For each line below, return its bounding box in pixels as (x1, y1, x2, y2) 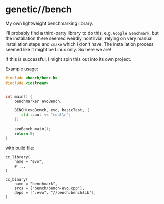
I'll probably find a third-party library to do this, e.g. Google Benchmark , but (5, 30, 159, 36)
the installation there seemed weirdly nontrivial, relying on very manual (5, 35, 153, 42)
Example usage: (5, 66, 39, 72)
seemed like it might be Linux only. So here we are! (5, 46, 111, 52)
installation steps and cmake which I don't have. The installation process (5, 40, 154, 47)
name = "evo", (14, 159, 44, 164)
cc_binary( (5, 177, 28, 182)
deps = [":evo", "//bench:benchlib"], (14, 190, 96, 195)
